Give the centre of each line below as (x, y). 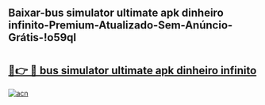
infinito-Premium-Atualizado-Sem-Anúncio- (121, 26)
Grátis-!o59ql (42, 37)
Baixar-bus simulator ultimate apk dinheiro (116, 13)
